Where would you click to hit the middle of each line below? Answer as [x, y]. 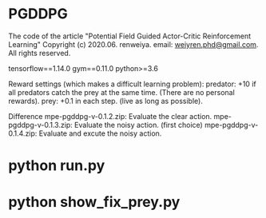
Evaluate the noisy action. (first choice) [139, 125]
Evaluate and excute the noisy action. [100, 133]
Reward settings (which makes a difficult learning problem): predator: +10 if [133, 84]
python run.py [57, 166]
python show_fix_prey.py [94, 202]
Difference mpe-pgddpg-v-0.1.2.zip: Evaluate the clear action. [110, 116]
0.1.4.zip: [23, 133]
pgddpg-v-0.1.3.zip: [41, 125]
